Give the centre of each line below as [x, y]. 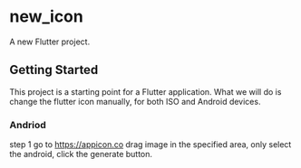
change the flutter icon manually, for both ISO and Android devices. [135, 101]
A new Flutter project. [50, 42]
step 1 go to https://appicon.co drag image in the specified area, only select [150, 145]
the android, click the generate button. [81, 154]
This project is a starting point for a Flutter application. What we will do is [146, 91]
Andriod [28, 125]
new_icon [46, 17]
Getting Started [54, 70]
